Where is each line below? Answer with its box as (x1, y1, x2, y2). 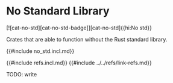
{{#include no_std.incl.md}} (6, 47, 75, 55)
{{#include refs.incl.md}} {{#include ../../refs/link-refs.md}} (6, 59, 152, 66)
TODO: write (6, 70, 37, 78)
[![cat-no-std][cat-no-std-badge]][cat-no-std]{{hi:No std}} (6, 24, 153, 31)
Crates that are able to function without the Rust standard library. (6, 35, 168, 43)
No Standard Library (6, 4, 110, 18)
